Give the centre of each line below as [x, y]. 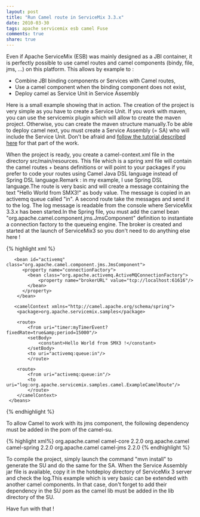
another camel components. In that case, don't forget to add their [87, 484]
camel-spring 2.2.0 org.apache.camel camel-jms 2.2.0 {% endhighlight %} [98, 447]
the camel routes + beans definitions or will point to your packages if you [96, 167]
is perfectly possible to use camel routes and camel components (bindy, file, [100, 63]
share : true [21, 39]
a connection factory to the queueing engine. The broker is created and [94, 224]
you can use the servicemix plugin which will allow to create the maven [93, 118]
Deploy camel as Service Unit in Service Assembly [77, 93]
